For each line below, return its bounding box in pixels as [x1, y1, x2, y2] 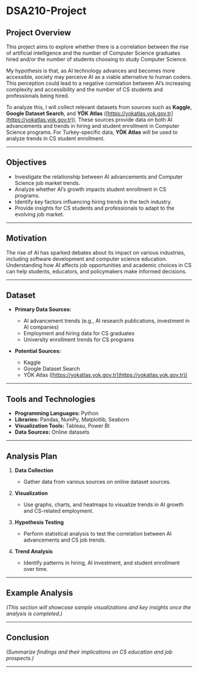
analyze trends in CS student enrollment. [6, 135, 105, 142]
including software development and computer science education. [6, 255, 167, 262]
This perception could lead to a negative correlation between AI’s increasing [6, 80, 191, 87]
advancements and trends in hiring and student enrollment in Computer [6, 123, 180, 129]
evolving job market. [14, 210, 65, 217]
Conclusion [6, 632, 49, 643]
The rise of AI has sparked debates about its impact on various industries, [6, 249, 186, 256]
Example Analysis [6, 588, 74, 598]
